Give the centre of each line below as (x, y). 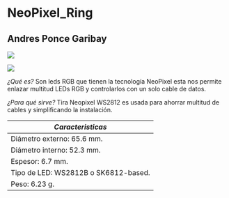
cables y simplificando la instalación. (60, 110)
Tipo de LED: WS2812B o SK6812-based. (80, 173)
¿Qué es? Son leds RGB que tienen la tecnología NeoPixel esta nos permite (114, 81)
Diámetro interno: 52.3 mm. (56, 150)
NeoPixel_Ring (50, 13)
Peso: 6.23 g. (32, 184)
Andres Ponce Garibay (57, 39)
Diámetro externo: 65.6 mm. (57, 139)
